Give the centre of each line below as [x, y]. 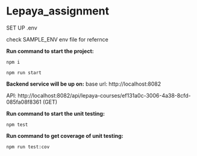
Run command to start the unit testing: [56, 113]
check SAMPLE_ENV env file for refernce [57, 39]
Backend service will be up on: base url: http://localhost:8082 [84, 84]
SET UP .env [22, 28]
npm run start [24, 73]
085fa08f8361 [24, 102]
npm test [17, 125]
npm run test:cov [28, 147]
